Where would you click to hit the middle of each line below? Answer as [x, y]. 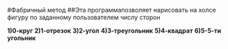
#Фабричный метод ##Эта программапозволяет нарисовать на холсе [112, 10]
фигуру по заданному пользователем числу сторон [84, 17]
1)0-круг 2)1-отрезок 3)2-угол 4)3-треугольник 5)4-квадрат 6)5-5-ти [114, 31]
